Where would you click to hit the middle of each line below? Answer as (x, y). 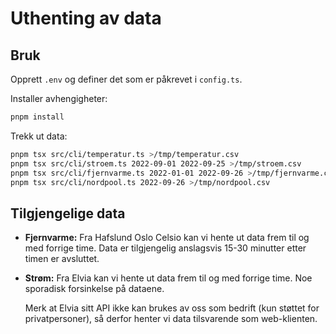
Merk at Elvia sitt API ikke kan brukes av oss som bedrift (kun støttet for (172, 308)
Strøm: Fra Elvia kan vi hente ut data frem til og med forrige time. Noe (168, 278)
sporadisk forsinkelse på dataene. (94, 289)
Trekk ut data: (39, 136)
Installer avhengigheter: (59, 98)
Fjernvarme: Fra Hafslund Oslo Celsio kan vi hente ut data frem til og (167, 238)
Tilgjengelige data (68, 213)
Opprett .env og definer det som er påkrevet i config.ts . (126, 79)
